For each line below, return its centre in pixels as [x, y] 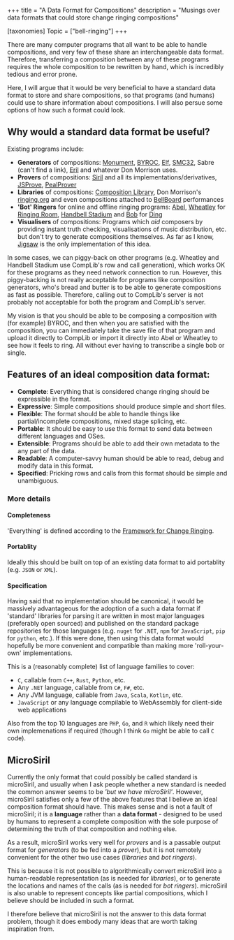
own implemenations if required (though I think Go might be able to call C [111, 731]
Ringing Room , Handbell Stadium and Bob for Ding [90, 214]
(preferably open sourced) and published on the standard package [103, 624]
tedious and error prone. [42, 74]
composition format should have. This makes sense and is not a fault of [110, 807]
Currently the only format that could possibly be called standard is [102, 777]
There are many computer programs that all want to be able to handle [107, 44]
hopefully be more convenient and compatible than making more [100, 646]
